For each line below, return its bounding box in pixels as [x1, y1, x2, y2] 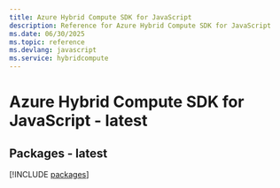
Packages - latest [9, 146, 108, 161]
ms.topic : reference [9, 37, 86, 47]
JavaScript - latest [9, 111, 148, 131]
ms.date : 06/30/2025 [9, 29, 86, 38]
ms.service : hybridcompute [9, 54, 109, 63]
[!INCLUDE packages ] [9, 169, 89, 179]
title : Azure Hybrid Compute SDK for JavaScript [9, 12, 192, 22]
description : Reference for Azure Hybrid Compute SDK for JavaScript [9, 21, 272, 30]
